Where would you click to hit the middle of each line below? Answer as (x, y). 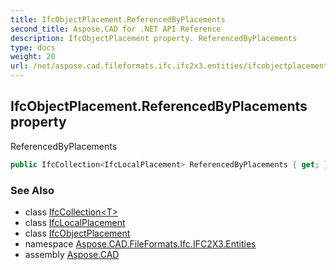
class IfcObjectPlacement (77, 233)
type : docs (33, 47)
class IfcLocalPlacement (75, 222)
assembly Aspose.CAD (72, 254)
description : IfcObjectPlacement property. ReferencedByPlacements (154, 38)
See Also (32, 190)
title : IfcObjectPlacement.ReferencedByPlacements (118, 19)
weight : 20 (33, 57)
